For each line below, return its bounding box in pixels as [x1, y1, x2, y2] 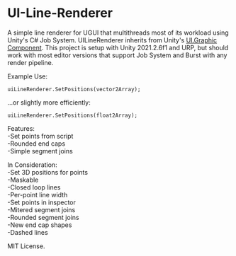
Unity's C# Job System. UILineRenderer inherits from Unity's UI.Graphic [7, 35, 218, 44]
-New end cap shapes [7, 221, 72, 229]
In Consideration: [7, 161, 58, 169]
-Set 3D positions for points [7, 168, 89, 176]
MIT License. [7, 242, 45, 250]
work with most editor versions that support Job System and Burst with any [7, 51, 227, 59]
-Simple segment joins [7, 146, 73, 155]
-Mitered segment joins [7, 205, 76, 214]
